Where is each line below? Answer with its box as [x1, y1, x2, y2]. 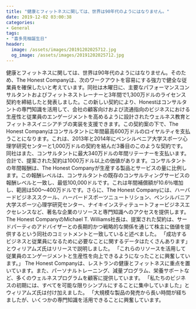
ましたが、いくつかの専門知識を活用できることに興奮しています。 [6, 296, 164, 303]
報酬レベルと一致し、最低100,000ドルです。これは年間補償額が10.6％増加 [6, 179, 184, 186]
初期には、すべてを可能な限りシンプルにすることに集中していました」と [16, 281, 190, 288]
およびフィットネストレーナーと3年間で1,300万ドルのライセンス [31, 91, 186, 98]
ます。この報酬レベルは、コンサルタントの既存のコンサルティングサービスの [6, 171, 190, 179]
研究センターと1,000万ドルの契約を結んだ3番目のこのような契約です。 [16, 142, 186, 150]
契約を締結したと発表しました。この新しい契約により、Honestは [6, 98, 162, 106]
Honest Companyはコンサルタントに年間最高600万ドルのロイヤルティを [6, 127, 180, 135]
